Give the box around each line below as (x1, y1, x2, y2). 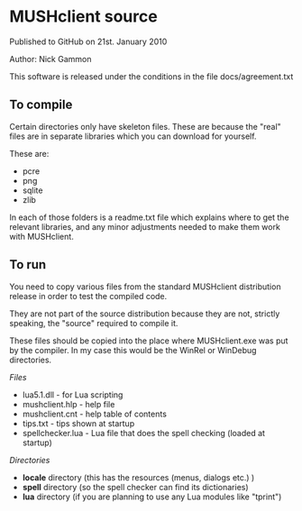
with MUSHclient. (9, 231, 74, 242)
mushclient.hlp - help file (22, 398, 115, 409)
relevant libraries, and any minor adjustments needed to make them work (9, 221, 281, 232)
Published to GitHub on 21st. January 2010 (9, 36, 168, 47)
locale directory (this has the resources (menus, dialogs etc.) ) (22, 471, 255, 483)
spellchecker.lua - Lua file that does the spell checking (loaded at (22, 427, 266, 438)
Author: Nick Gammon (9, 53, 92, 64)
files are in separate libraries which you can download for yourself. (9, 131, 257, 141)
